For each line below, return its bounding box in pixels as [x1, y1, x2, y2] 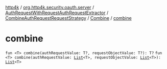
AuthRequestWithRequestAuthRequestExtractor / [5, 10, 109, 16]
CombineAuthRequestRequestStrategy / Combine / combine [5, 15, 132, 21]
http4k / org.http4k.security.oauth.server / [5, 5, 94, 10]
